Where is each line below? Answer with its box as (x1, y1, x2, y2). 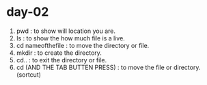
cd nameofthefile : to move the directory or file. (16, 41, 150, 49)
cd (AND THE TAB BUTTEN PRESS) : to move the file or (16, 63, 172, 71)
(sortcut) (16, 70, 42, 79)
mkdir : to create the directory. (16, 49, 102, 57)
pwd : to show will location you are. (16, 27, 116, 35)
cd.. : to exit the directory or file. (16, 56, 107, 64)
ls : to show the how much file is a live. (16, 34, 126, 42)
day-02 (6, 4, 49, 20)
